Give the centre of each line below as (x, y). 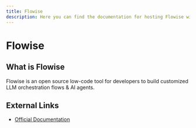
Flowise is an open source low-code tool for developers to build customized (97, 81)
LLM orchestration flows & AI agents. (50, 87)
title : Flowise (24, 11)
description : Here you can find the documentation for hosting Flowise (95, 17)
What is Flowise (36, 67)
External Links (33, 105)
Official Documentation (42, 119)
